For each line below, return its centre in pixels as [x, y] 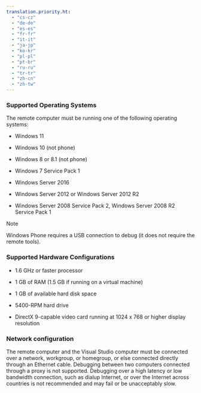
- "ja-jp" [24, 46]
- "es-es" [24, 28]
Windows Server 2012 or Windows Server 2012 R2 [77, 194]
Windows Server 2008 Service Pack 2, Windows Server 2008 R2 [95, 206]
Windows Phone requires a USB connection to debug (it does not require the [101, 235]
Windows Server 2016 [42, 183]
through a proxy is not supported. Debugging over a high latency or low [94, 371]
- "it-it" [24, 40]
